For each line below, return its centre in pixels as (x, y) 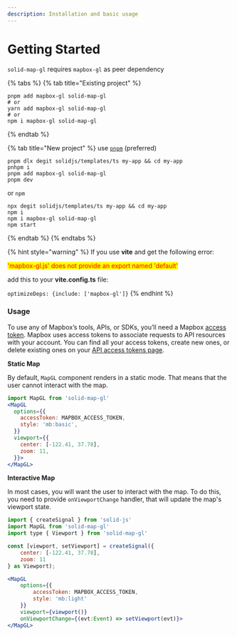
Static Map (24, 364)
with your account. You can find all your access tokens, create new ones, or (118, 342)
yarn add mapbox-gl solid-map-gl (57, 108)
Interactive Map (31, 478)
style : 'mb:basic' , (49, 425)
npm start (22, 225)
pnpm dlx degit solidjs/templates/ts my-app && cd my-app (95, 161)
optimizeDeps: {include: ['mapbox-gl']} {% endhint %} (90, 293)
